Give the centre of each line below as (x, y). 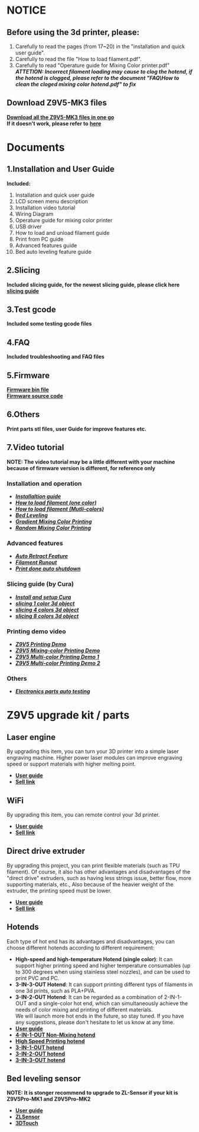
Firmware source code (35, 396)
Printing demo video (36, 631)
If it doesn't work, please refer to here (54, 123)
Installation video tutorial (45, 208)
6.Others (23, 415)
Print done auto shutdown (48, 569)
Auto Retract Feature (42, 556)
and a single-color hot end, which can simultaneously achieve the (108, 1003)
